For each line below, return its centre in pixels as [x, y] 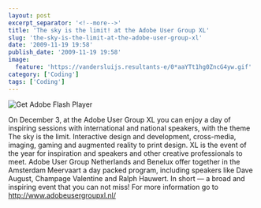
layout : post [30, 15]
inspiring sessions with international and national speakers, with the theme [129, 128]
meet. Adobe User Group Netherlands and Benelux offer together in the [124, 161]
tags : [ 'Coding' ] [37, 81]
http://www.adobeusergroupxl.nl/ [62, 195]
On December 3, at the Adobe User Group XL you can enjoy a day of [119, 119]
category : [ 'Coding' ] [44, 74]
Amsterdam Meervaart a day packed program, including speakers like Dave [131, 170]
